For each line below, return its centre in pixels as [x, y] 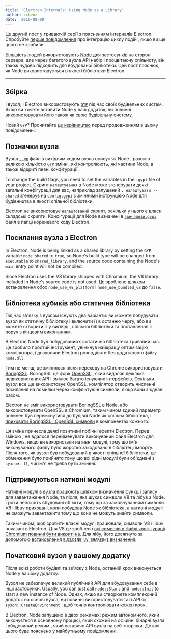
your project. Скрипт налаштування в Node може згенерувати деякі [77, 185]
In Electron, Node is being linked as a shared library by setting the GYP [78, 250]
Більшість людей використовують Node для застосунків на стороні [78, 55]
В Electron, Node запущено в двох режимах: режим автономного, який [82, 615]
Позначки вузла [32, 146]
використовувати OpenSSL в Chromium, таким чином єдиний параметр [83, 410]
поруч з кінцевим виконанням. [39, 332]
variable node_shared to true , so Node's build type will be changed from [80, 255]
